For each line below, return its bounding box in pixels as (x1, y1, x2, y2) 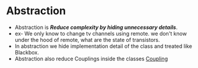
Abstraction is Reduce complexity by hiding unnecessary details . (14, 24, 178, 31)
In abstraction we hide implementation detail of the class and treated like (14, 43, 193, 50)
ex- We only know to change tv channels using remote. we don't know (14, 30, 187, 37)
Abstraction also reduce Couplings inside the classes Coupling (14, 55, 168, 62)
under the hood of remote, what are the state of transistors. (14, 36, 160, 43)
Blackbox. (14, 48, 40, 56)
